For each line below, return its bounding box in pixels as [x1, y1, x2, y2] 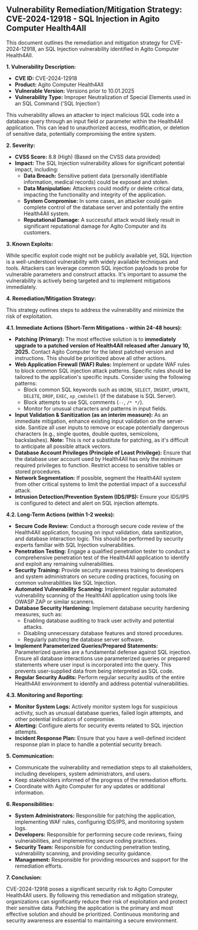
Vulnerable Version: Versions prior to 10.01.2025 [14, 87, 135, 94]
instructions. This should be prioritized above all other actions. [14, 354, 167, 361]
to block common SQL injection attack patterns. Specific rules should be [14, 367, 191, 374]
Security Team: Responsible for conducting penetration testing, [14, 843, 171, 851]
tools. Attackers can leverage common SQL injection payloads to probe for [6, 264, 188, 272]
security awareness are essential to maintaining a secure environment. [6, 916, 178, 924]
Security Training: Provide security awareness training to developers [14, 566, 184, 574]
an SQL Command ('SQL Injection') [14, 100, 100, 107]
